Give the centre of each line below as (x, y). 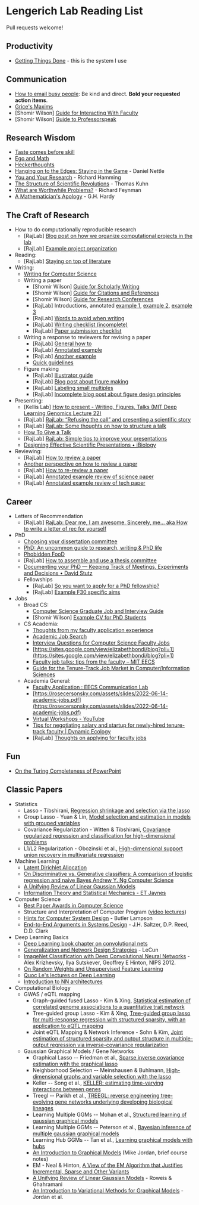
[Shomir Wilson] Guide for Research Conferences (93, 299)
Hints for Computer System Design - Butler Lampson (88, 918)
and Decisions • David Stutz (58, 573)
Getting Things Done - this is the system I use (71, 60)
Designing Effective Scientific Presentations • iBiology (90, 445)
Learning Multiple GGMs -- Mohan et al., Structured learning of (110, 1114)
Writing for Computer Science (60, 274)
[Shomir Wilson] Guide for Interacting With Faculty (76, 113)
